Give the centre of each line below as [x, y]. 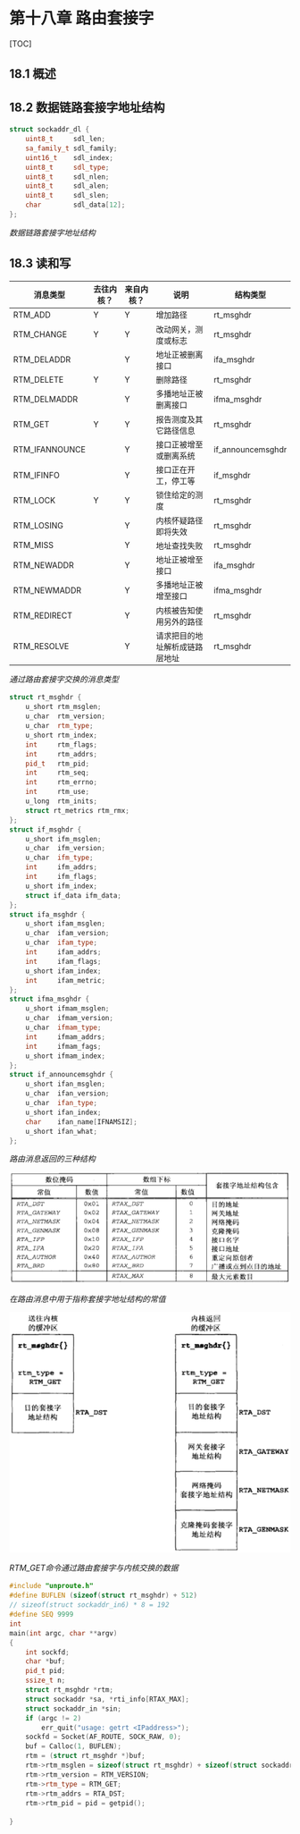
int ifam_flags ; [63, 961]
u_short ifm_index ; [62, 886]
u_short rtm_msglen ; [63, 707]
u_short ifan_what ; [62, 1131]
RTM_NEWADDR [43, 565]
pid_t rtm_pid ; [58, 764]
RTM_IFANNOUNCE [50, 450]
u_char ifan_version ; [67, 1094]
